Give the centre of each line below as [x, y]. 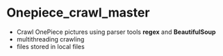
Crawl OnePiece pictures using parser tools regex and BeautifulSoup [116, 32]
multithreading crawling [50, 39]
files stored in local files [50, 46]
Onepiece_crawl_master [78, 13]
